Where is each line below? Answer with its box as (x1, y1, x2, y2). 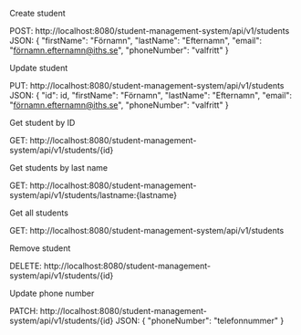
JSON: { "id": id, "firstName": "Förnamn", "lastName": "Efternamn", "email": (9, 90, 293, 100)
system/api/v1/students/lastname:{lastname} (9, 190, 178, 200)
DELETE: (9, 260, 43, 271)
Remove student (9, 243, 71, 254)
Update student (9, 63, 68, 73)
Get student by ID (9, 118, 76, 128)
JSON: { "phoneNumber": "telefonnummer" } (115, 315, 285, 326)
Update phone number (9, 288, 95, 298)
